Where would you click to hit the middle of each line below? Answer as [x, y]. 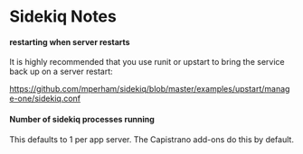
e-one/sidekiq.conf [45, 99]
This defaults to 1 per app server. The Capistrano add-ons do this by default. [151, 139]
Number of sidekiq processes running [82, 119]
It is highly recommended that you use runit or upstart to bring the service [147, 62]
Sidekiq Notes [63, 17]
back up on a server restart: [61, 72]
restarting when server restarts [70, 41]
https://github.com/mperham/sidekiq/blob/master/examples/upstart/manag [150, 89]
